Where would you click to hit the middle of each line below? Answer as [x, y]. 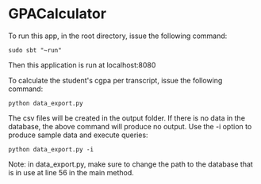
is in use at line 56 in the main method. [71, 172]
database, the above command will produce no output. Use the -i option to [130, 126]
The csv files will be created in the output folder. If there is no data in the [127, 118]
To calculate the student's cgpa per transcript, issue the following [115, 80]
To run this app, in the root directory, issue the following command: [118, 36]
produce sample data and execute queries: [78, 135]
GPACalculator [58, 14]
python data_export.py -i [51, 149]
